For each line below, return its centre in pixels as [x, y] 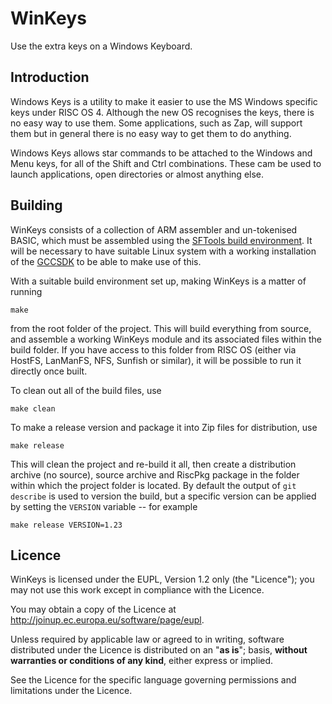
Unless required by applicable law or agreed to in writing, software [147, 639]
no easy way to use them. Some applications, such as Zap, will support [156, 123]
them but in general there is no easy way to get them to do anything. [151, 133]
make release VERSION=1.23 [66, 525]
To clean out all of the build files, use [86, 390]
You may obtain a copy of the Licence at [93, 609]
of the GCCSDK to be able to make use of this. [106, 261]
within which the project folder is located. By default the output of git [153, 485]
